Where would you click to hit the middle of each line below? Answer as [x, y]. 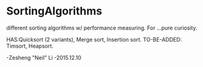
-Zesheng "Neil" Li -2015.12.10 [44, 57]
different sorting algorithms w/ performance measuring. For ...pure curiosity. [102, 28]
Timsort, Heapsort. [30, 46]
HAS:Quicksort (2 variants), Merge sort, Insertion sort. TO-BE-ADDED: [94, 39]
